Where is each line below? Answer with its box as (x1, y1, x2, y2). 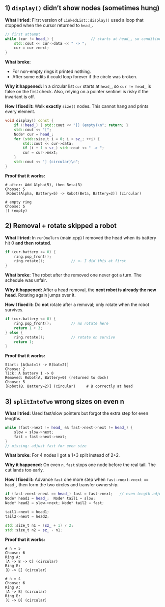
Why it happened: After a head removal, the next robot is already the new (5, 287, 156, 293)
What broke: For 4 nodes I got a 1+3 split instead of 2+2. (5, 452, 120, 458)
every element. (5, 108, 35, 115)
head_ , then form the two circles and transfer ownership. (5, 482, 119, 488)
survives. (5, 307, 24, 313)
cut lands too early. (5, 467, 44, 473)
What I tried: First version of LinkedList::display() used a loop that (5, 17, 144, 23)
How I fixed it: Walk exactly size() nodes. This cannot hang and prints (5, 103, 149, 109)
